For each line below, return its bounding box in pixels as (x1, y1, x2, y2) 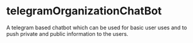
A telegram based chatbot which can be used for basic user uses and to (6, 24, 188, 31)
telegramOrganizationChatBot (6, 4, 163, 18)
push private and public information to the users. (6, 30, 129, 37)
